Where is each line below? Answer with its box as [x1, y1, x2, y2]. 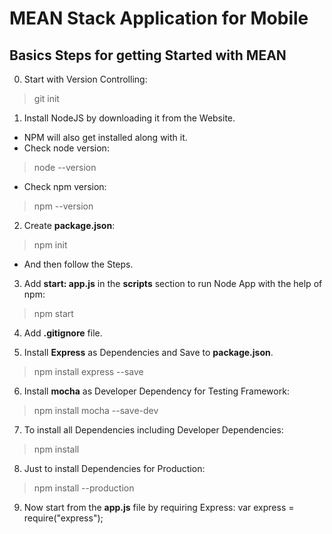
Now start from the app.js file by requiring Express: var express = [23, 502, 295, 513]
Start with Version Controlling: [23, 73, 148, 85]
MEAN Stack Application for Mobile [9, 7, 309, 30]
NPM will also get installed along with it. [23, 132, 188, 143]
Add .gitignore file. [23, 327, 103, 339]
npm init [33, 239, 68, 251]
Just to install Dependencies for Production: [23, 463, 206, 474]
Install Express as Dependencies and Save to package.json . [23, 347, 274, 358]
